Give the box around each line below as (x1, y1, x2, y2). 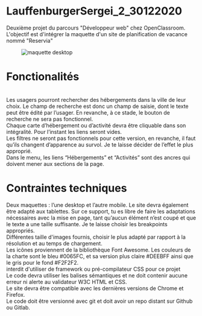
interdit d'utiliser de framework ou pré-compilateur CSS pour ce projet (6, 265, 181, 273)
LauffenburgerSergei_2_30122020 (6, 4, 183, 18)
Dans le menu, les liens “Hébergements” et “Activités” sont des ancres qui (6, 154, 191, 161)
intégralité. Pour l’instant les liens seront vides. (6, 128, 122, 135)
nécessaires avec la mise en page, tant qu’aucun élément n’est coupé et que (6, 214, 197, 221)
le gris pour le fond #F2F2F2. (6, 259, 79, 266)
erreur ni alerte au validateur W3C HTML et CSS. (6, 278, 127, 285)
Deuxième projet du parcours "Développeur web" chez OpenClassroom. (6, 24, 186, 31)
